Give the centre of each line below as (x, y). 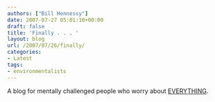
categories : (24, 52)
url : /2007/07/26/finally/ (46, 45)
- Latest (20, 59)
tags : (15, 65)
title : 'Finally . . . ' (43, 33)
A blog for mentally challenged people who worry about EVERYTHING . (108, 91)
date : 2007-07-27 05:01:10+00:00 (55, 20)
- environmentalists (37, 71)
